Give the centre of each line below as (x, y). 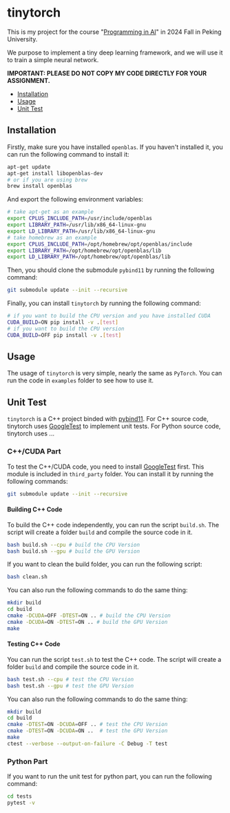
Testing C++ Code (34, 644)
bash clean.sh (28, 577)
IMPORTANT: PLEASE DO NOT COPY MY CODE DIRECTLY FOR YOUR (107, 73)
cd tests (20, 796)
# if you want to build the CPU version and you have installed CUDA (109, 316)
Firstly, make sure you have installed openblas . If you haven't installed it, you (115, 147)
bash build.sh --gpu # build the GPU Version (73, 551)
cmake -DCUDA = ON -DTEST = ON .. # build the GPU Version (87, 622)
